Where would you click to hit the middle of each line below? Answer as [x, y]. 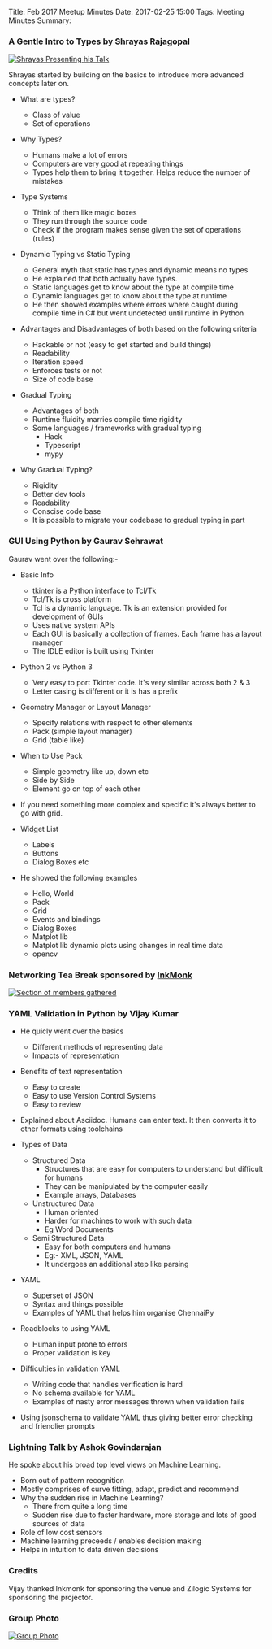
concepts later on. [39, 84]
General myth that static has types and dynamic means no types [140, 270]
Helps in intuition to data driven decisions [89, 1550]
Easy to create [56, 1087]
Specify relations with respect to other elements [112, 722]
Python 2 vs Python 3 [56, 667]
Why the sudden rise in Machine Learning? [92, 1498]
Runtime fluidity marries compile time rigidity [107, 420]
